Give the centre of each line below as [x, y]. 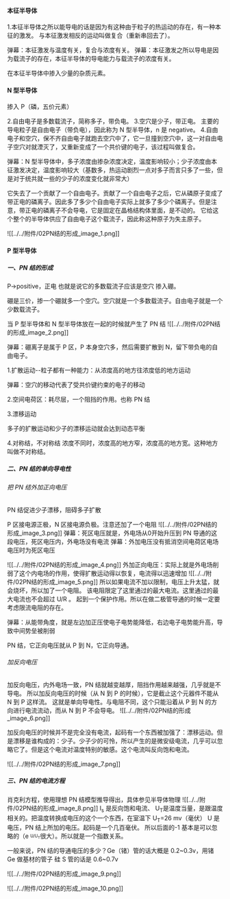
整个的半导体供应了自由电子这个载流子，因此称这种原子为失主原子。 [109, 219]
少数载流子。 [25, 309]
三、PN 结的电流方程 [36, 781]
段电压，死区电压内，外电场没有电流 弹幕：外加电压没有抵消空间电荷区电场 [113, 541]
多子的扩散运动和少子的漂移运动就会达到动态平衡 [76, 428]
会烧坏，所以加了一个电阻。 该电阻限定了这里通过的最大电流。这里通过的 [110, 590]
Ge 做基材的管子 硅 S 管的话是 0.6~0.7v [63, 859]
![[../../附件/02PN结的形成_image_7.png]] [64, 764]
